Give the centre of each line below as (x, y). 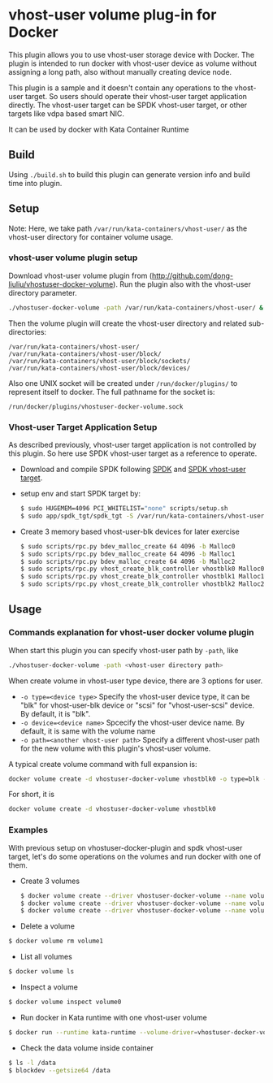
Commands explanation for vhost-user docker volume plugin (131, 633)
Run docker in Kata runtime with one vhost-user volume (113, 1017)
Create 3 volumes (50, 881)
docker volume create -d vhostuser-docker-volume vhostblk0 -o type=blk (134, 779)
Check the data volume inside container (87, 1048)
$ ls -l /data (32, 1063)
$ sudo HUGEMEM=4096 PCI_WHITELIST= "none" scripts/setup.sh (124, 509)
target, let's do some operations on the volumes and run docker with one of (135, 856)
